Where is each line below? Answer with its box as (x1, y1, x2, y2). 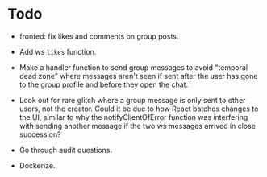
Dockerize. (19, 160, 56, 170)
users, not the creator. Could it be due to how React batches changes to (19, 104, 259, 113)
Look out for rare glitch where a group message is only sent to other (19, 95, 246, 105)
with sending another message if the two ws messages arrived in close (19, 121, 256, 130)
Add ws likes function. (19, 47, 97, 56)
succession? (19, 130, 61, 139)
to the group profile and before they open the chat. (19, 80, 189, 89)
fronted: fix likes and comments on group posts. (19, 31, 179, 41)
